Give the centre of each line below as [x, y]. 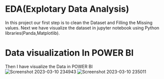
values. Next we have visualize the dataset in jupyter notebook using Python [82, 27]
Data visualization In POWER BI [69, 53]
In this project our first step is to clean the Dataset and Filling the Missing [79, 23]
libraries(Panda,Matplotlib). [32, 33]
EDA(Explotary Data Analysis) [67, 9]
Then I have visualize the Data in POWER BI [49, 66]
